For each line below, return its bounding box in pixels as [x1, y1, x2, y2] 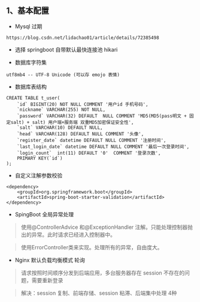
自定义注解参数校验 [14, 171, 63, 179]
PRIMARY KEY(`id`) [17, 155, 63, 161]
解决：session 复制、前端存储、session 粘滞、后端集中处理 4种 [20, 289, 177, 297]
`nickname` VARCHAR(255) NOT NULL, [17, 107, 106, 113]
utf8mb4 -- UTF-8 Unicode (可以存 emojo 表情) [6, 71, 120, 78]
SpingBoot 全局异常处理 [14, 210, 74, 218]
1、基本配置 [6, 5, 50, 16]
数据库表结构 [14, 83, 47, 90]
